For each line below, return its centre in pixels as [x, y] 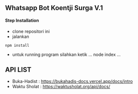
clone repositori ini [31, 31]
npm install [17, 45]
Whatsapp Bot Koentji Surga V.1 [54, 8]
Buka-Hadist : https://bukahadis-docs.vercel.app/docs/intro [72, 81]
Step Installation [22, 20]
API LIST [18, 69]
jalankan [21, 37]
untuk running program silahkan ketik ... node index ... [66, 54]
